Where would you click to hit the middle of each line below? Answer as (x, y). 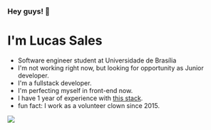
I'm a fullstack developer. (55, 83)
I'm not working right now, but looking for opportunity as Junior (111, 67)
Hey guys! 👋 (29, 11)
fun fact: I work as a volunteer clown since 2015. (89, 105)
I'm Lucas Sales (55, 41)
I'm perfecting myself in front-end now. (75, 90)
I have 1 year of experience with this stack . (80, 98)
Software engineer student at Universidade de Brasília (97, 60)
